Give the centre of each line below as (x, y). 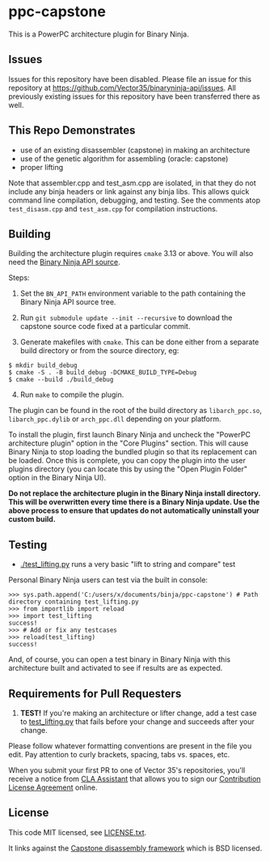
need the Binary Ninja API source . (65, 262)
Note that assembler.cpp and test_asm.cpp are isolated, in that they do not (132, 183)
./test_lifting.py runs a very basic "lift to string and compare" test (128, 565)
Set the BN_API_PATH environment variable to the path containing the (133, 293)
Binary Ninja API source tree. (68, 302)
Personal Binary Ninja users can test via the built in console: (108, 580)
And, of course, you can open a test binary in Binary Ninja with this (120, 659)
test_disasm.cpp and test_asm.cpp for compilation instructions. (113, 208)
